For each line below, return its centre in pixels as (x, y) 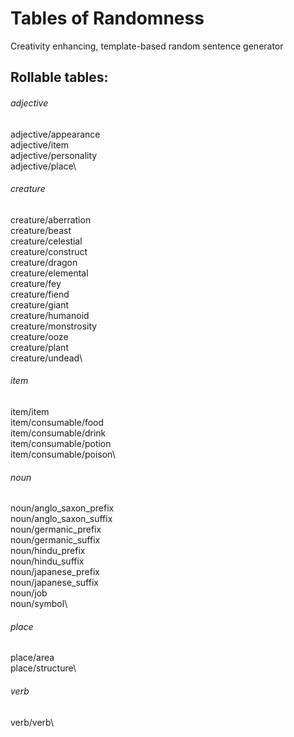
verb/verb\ (32, 722)
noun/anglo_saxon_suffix (61, 519)
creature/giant (39, 304)
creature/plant (39, 347)
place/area (32, 658)
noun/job (29, 593)
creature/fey (36, 283)
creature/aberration (51, 219)
